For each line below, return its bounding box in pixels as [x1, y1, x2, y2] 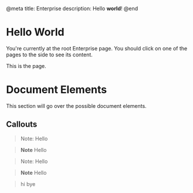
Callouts [6, 120, 38, 130]
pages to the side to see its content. [6, 51, 93, 58]
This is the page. [6, 62, 47, 69]
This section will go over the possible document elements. [6, 102, 147, 109]
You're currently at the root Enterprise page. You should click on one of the [6, 45, 188, 52]
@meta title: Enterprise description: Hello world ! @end [6, 5, 138, 12]
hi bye [20, 180, 36, 187]
